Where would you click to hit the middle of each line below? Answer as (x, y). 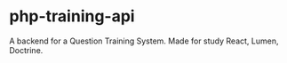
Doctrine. (26, 50)
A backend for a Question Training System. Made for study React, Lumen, (144, 41)
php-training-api (72, 16)
